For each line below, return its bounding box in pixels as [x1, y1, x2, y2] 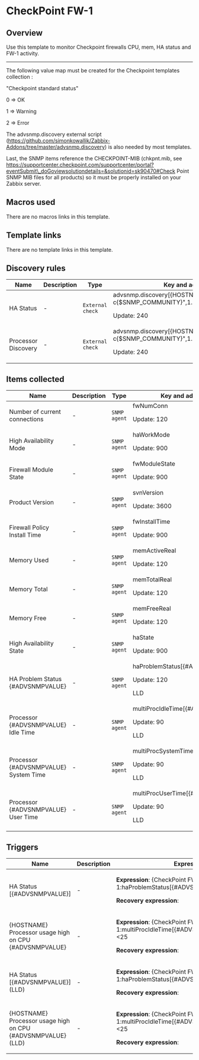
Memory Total [9, 585, 48, 593]
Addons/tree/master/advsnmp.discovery [6, 144, 105, 150]
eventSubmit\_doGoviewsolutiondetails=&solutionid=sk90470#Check [6, 167, 176, 175]
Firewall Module [9, 466, 53, 474]
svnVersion [132, 489, 164, 497]
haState [132, 634, 155, 642]
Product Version [9, 498, 54, 507]
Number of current [9, 408, 61, 416]
